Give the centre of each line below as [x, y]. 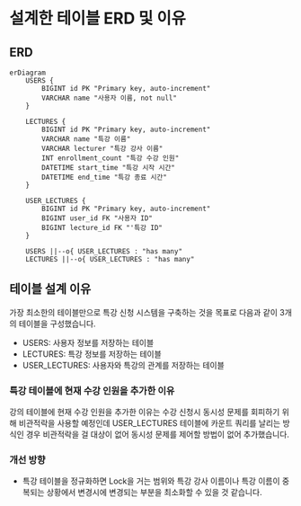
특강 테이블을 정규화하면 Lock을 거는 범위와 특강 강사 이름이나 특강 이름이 [151, 481]
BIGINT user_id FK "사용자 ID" [97, 218]
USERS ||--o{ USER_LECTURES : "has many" [104, 252]
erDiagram [28, 73]
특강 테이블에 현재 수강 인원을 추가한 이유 [92, 390]
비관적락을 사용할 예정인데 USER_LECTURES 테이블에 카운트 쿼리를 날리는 [150, 423]
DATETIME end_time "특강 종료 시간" [105, 177]
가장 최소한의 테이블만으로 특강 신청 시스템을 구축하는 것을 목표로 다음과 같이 [144, 312]
